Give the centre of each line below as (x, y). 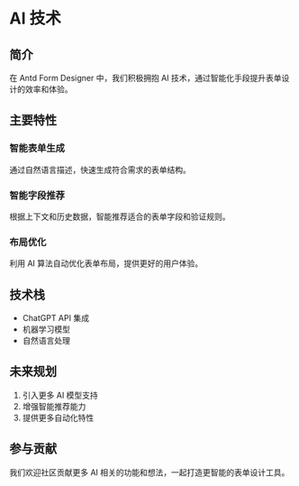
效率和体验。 (49, 89)
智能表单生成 (37, 148)
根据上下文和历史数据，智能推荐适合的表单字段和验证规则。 (120, 216)
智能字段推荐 (37, 195)
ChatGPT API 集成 (56, 318)
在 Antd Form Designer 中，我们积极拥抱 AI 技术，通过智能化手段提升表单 (145, 78)
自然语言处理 (46, 341)
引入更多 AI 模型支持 (60, 395)
